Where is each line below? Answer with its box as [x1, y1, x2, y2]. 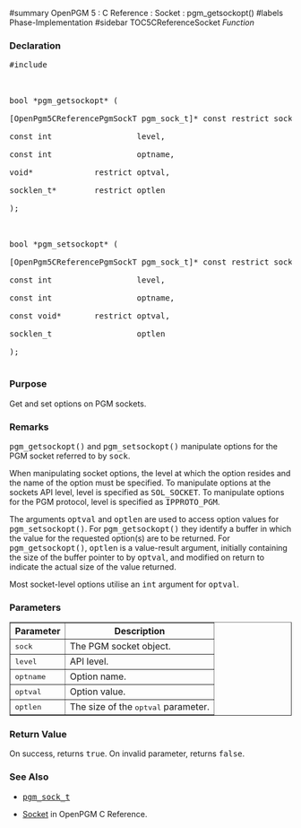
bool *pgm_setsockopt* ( [9, 240, 118, 249]
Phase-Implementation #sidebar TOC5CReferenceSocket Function [9, 17, 255, 28]
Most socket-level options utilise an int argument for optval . [9, 579, 240, 589]
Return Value [9, 728, 67, 741]
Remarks [9, 421, 49, 433]
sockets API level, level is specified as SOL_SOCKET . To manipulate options [9, 486, 285, 497]
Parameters [9, 601, 61, 614]
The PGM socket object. [69, 641, 171, 653]
